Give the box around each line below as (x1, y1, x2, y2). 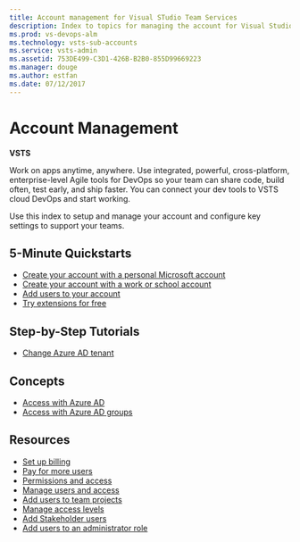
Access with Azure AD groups (21, 407, 133, 417)
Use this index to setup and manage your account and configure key (9, 211, 262, 221)
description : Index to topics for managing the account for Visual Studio (9, 21, 294, 30)
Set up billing (21, 456, 71, 467)
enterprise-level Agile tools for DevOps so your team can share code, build (9, 174, 285, 185)
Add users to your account (21, 288, 121, 299)
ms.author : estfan (9, 71, 78, 80)
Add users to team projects (21, 494, 122, 504)
